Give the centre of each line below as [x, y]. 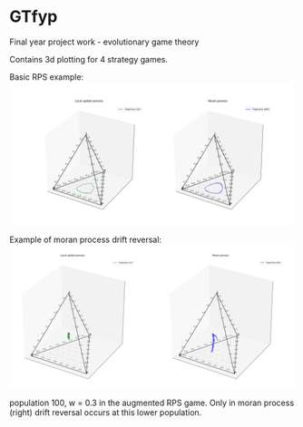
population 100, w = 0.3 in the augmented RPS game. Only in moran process [152, 403]
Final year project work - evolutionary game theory [104, 42]
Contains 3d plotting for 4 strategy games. [89, 59]
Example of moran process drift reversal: [85, 239]
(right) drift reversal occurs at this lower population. [106, 412]
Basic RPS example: [47, 77]
